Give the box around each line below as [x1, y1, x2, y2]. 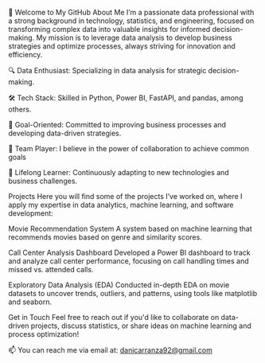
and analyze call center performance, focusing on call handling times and [8, 256, 249, 266]
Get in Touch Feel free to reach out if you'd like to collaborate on [8, 313, 220, 322]
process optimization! [8, 330, 80, 338]
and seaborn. [8, 297, 52, 306]
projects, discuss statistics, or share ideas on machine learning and [30, 321, 252, 330]
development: [8, 209, 53, 218]
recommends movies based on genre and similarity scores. [8, 232, 203, 242]
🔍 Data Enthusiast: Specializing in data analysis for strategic [8, 66, 207, 75]
